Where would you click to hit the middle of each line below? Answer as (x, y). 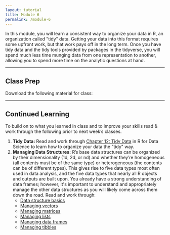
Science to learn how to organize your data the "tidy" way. (73, 147)
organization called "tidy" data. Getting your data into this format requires (82, 39)
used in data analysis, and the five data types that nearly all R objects (85, 173)
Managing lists (35, 216)
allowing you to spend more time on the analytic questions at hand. (75, 61)
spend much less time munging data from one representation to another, (81, 55)
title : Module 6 (22, 15)
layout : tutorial (24, 10)
